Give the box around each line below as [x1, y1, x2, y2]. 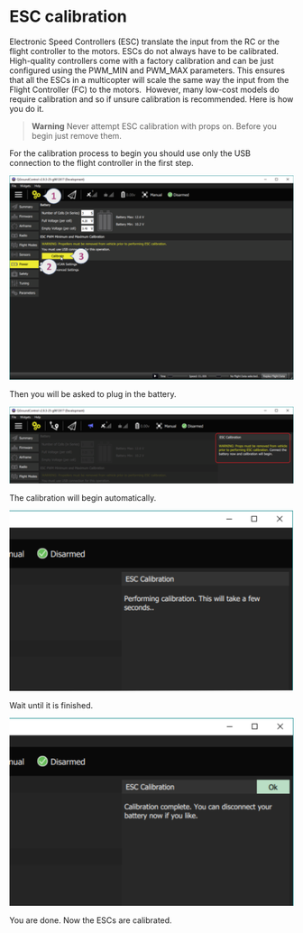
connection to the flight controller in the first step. [9, 157, 194, 168]
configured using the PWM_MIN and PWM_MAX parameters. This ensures [9, 65, 286, 76]
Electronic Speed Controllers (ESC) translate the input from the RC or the [9, 36, 280, 47]
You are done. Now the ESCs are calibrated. [9, 915, 173, 926]
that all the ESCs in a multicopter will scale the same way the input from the [9, 74, 289, 85]
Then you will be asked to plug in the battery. [9, 388, 178, 399]
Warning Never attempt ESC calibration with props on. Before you [31, 120, 277, 132]
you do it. [9, 103, 45, 114]
